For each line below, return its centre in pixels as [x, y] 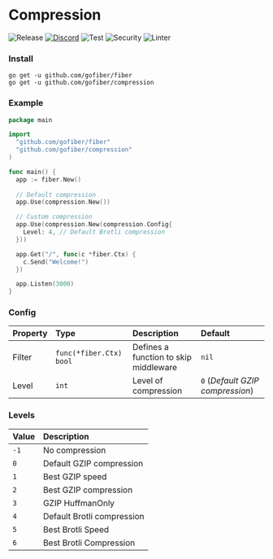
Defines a [151, 347]
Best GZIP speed [75, 476]
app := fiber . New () [49, 179]
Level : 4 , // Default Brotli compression [94, 232]
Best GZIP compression [88, 490]
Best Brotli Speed [76, 529]
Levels [22, 415]
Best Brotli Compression [89, 543]
